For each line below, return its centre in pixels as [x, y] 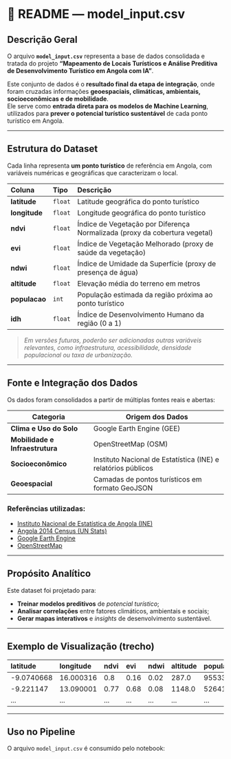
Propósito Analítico [49, 574]
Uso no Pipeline [41, 732]
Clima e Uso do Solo [44, 428]
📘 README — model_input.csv [96, 14]
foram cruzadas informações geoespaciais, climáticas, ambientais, [104, 91]
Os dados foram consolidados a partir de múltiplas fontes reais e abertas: [111, 400]
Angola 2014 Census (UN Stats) [62, 531]
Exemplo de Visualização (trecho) [81, 647]
